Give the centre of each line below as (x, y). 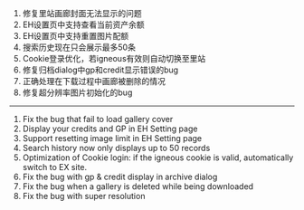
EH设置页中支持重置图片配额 (76, 36)
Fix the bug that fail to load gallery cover (98, 119)
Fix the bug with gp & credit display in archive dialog (120, 177)
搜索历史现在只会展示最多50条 (79, 47)
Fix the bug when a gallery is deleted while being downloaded (138, 186)
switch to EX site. (55, 167)
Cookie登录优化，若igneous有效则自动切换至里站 (114, 58)
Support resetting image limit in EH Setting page (112, 138)
